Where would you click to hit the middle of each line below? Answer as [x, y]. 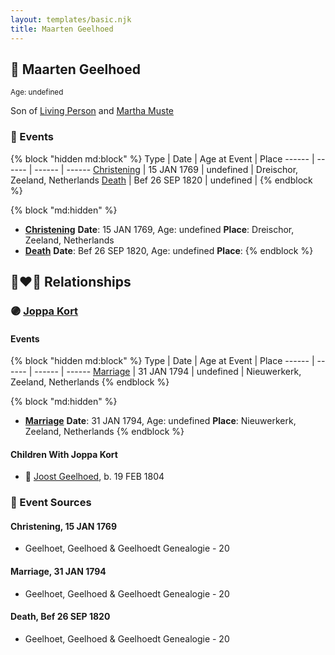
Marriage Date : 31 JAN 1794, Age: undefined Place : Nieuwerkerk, [160, 421]
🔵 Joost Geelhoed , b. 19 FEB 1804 [94, 477]
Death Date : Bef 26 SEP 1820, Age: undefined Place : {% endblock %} [169, 250]
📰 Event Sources [51, 503]
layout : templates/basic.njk [71, 19]
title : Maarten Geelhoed [62, 29]
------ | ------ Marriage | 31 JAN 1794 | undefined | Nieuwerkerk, [168, 372]
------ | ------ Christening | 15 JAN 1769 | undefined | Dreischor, [166, 169]
